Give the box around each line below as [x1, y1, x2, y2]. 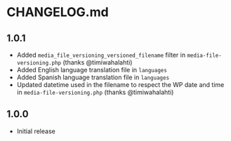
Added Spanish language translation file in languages [16, 73, 170, 81]
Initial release [16, 127, 55, 135]
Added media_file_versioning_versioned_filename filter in [16, 51, 186, 59]
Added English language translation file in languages [16, 66, 168, 74]
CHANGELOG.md [6, 4, 110, 20]
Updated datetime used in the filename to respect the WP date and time [16, 81, 225, 88]
